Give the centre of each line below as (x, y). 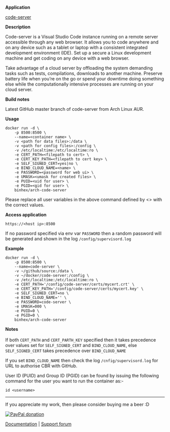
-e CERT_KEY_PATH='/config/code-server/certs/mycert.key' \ (79, 289)
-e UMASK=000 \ (30, 307)
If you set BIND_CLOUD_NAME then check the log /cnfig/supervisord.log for (82, 360)
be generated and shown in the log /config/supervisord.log (68, 239)
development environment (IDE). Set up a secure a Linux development (78, 53)
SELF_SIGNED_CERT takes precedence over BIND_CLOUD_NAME (66, 351)
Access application (26, 215)
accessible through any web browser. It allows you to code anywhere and (82, 42)
